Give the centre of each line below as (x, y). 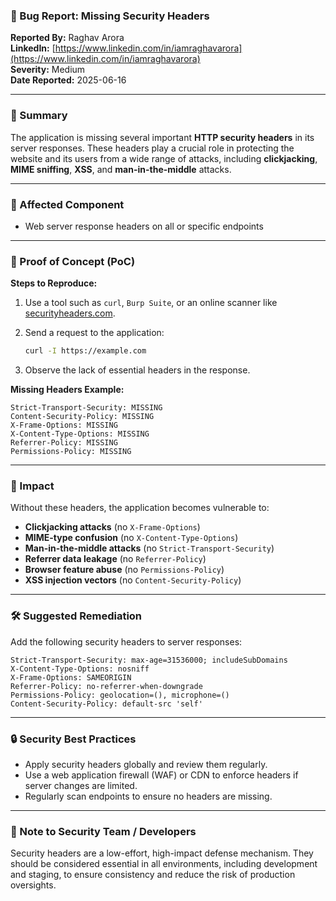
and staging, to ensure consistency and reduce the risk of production (153, 875)
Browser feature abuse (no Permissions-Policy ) (124, 570)
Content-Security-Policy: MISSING (82, 417)
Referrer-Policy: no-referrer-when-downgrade (106, 686)
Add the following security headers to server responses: (126, 641)
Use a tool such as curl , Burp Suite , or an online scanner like (151, 303)
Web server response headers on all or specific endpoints (144, 226)
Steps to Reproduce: (54, 283)
